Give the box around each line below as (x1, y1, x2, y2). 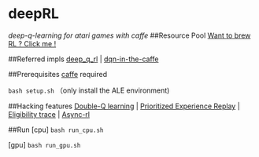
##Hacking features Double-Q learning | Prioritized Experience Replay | (8, 101, 240, 111)
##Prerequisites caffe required (8, 69, 108, 78)
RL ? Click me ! (8, 38, 57, 48)
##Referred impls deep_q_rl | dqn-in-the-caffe (8, 54, 159, 64)
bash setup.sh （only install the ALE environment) (8, 86, 170, 95)
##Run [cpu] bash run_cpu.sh (8, 125, 104, 134)
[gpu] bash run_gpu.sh (8, 140, 81, 149)
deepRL (8, 5, 59, 23)
